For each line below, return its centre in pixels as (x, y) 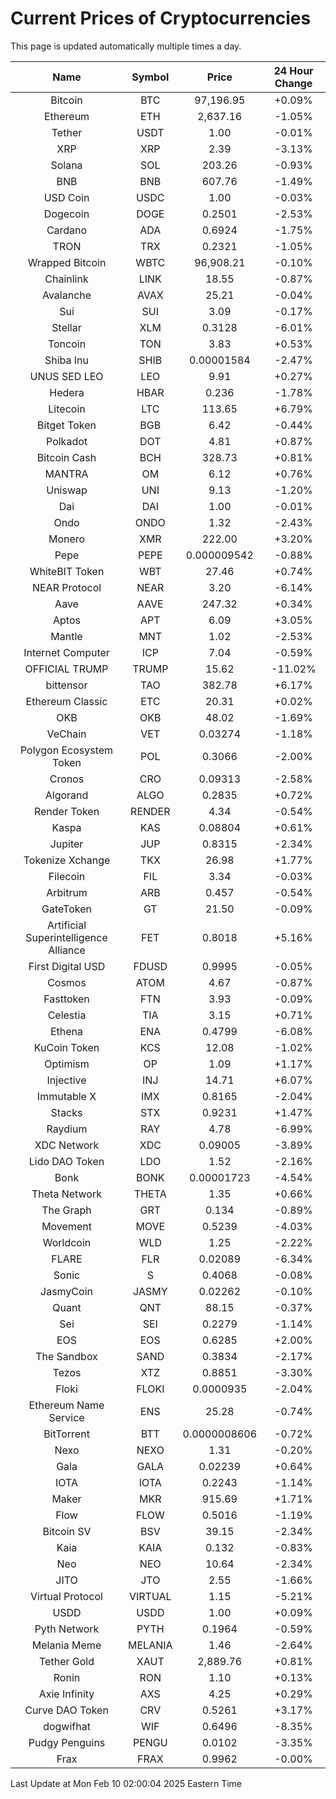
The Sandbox (66, 1356)
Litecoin (67, 409)
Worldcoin (67, 1242)
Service (66, 1417)
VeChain (66, 734)
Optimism (67, 1064)
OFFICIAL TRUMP (66, 669)
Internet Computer (66, 652)
